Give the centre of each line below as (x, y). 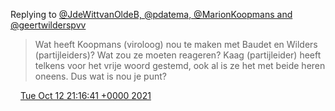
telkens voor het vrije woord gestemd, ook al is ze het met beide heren (180, 65)
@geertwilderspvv (48, 25)
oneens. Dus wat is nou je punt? (100, 76)
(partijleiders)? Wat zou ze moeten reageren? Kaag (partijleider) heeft (178, 55)
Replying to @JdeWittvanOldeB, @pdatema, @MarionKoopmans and (151, 14)
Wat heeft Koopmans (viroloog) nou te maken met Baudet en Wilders (176, 44)
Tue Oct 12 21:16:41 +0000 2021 (85, 95)
